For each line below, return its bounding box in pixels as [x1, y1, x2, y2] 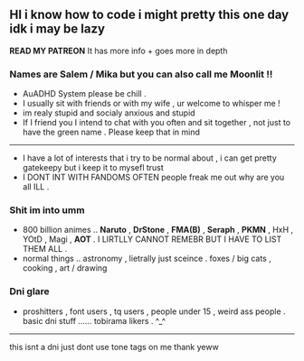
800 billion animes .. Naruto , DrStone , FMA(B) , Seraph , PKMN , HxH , [22, 225, 294, 236]
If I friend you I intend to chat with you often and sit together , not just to [22, 117, 291, 128]
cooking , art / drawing [22, 263, 108, 273]
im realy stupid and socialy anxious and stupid [22, 107, 196, 118]
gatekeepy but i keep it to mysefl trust [22, 162, 165, 173]
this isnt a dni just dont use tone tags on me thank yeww [9, 341, 219, 352]
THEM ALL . [22, 244, 68, 255]
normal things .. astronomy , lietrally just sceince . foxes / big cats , [22, 253, 271, 264]
